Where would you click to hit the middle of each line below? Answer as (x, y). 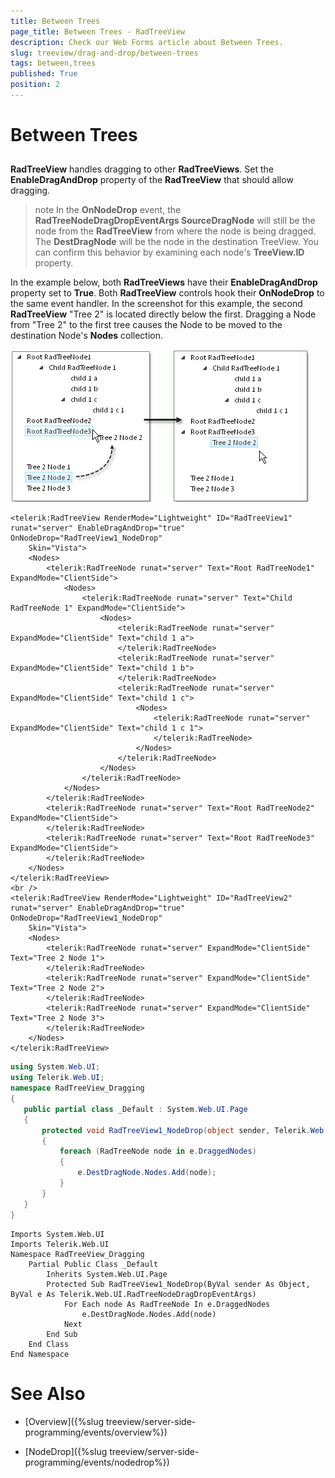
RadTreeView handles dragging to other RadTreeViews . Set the (142, 169)
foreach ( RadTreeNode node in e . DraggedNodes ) (158, 1151)
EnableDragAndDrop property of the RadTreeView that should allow (152, 180)
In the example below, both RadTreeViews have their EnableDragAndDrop (164, 282)
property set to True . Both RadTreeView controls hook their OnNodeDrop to (167, 293)
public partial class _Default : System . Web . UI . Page (135, 1109)
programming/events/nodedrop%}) (97, 1462)
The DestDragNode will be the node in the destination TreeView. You (176, 242)
